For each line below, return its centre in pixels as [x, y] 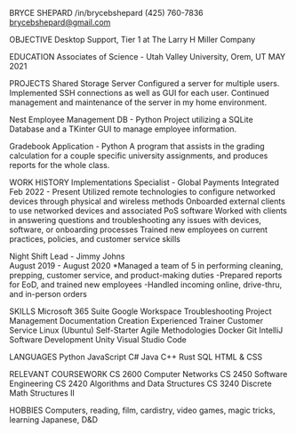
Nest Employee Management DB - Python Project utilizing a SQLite [131, 120]
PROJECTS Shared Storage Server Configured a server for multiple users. [144, 83]
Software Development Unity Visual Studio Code [98, 340]
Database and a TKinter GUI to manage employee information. [123, 129]
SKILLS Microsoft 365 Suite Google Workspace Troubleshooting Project [140, 311]
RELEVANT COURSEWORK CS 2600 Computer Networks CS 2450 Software [148, 374]
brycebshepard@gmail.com [60, 22]
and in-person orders [48, 294]
